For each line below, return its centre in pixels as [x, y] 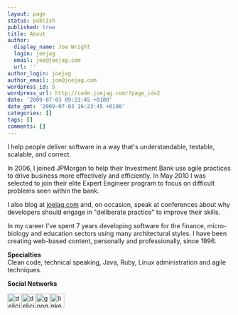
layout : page [27, 14]
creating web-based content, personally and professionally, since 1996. [112, 241]
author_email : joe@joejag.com [52, 80]
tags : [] [20, 119]
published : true [31, 27]
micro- [217, 225]
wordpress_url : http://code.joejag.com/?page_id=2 [84, 93]
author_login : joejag [39, 73]
